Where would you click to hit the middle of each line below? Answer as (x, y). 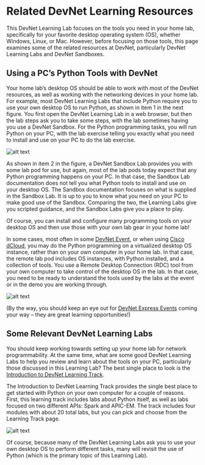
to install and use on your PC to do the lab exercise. (71, 140)
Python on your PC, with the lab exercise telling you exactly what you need (100, 133)
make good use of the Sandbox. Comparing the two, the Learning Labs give (102, 202)
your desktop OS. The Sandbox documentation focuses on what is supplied (101, 189)
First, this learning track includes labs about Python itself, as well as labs (97, 399)
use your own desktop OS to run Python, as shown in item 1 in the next (95, 107)
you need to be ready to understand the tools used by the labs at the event (100, 278)
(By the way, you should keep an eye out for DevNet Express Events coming (102, 308)
